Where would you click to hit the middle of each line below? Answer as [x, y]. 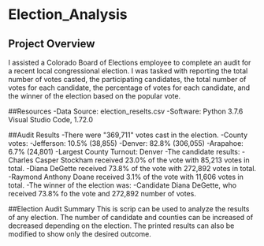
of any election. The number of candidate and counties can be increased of [131, 217]
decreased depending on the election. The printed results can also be [121, 225]
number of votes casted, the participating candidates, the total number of [127, 79]
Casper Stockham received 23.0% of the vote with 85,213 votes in [142, 160]
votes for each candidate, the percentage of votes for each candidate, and [129, 88]
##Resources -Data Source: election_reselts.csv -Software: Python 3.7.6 [126, 111]
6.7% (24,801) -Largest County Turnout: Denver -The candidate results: [124, 152]
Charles [21, 160]
